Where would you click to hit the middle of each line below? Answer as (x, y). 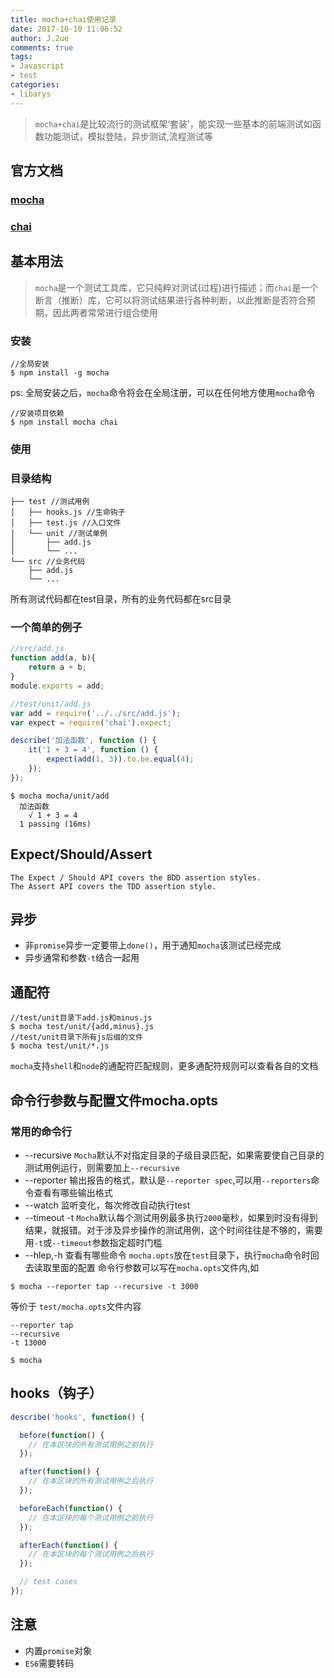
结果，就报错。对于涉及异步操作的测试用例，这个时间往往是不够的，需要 (173, 1230)
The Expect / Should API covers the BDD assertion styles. (136, 877)
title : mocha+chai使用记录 (63, 19)
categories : (35, 85)
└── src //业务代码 (48, 562)
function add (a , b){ (53, 658)
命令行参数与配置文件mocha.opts (114, 1100)
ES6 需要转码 (49, 1663)
